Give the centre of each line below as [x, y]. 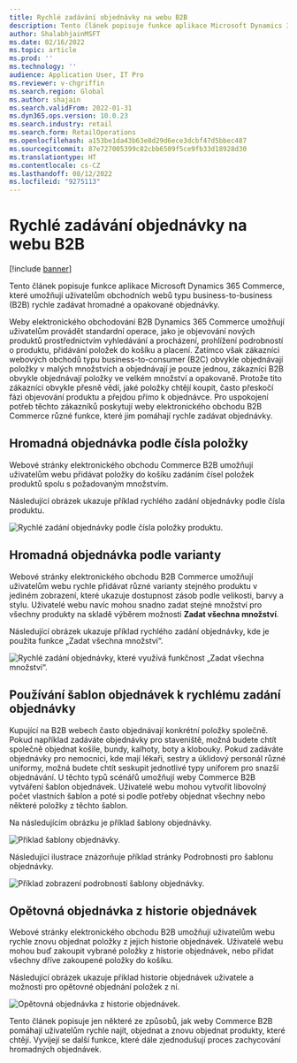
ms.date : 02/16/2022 [47, 42]
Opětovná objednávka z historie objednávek [133, 910]
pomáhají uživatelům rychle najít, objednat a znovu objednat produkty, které [147, 1030]
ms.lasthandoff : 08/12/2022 [61, 173]
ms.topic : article [43, 50]
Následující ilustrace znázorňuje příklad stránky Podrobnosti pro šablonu [141, 857]
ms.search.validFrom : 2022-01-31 [71, 108]
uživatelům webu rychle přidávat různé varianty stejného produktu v [133, 585]
